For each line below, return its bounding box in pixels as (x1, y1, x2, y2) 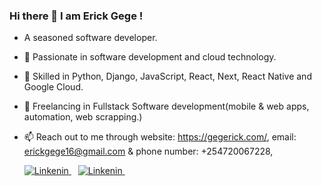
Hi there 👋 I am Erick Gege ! (9, 9, 144, 23)
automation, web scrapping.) (23, 111, 143, 123)
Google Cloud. (23, 81, 84, 93)
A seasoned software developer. (23, 32, 158, 44)
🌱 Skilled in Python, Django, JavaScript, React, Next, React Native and (23, 70, 312, 83)
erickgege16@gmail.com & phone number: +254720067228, (23, 145, 274, 158)
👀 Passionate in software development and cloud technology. (23, 51, 277, 63)
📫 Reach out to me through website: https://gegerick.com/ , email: (23, 131, 297, 143)
